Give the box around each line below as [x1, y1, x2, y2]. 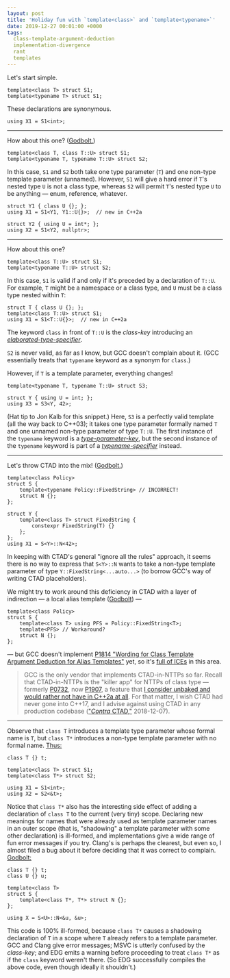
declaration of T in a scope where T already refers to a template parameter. [7, 933, 218, 942]
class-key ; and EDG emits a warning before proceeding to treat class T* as [7, 948, 220, 956]
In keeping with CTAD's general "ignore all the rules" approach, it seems [7, 552, 211, 560]
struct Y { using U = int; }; [7, 394, 94, 401]
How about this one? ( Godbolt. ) [7, 136, 96, 145]
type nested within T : [7, 290, 66, 299]
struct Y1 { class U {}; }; [7, 203, 88, 210]
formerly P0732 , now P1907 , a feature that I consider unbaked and [23, 685, 211, 693]
